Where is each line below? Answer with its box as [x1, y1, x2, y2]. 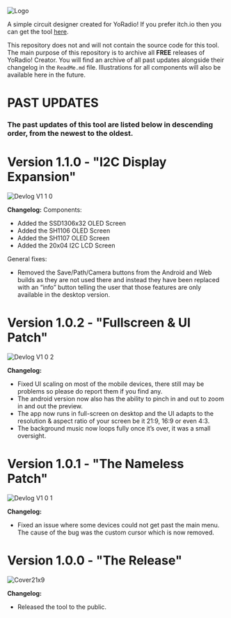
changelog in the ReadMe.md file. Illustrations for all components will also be [7, 63, 221, 71]
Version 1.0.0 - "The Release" [7, 553, 182, 569]
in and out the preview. [17, 401, 83, 410]
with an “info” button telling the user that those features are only [17, 283, 202, 292]
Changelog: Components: [7, 206, 82, 214]
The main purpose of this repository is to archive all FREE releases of [7, 49, 205, 56]
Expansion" [7, 169, 77, 185]
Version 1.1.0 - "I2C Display [7, 154, 167, 170]
